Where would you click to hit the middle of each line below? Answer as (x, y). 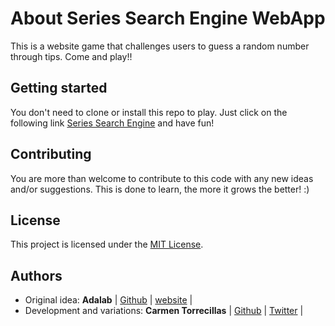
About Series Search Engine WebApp (168, 18)
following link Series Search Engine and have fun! (112, 123)
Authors (36, 275)
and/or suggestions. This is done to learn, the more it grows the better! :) (160, 189)
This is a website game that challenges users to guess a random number (160, 46)
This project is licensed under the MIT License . (107, 244)
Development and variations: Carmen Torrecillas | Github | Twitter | (164, 311)
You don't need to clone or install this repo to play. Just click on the (149, 112)
